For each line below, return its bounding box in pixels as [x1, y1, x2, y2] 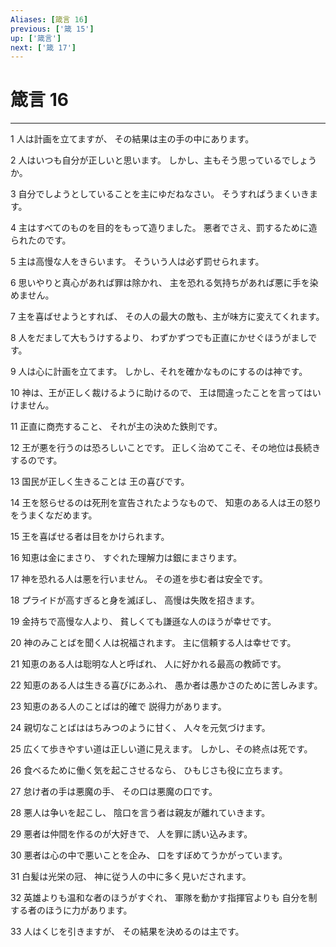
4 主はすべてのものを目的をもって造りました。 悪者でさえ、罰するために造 [10, 222, 318, 234]
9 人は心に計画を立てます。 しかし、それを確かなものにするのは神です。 [10, 366, 308, 378]
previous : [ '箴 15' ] [10, 24, 95, 34]
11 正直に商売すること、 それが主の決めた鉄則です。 [10, 421, 223, 433]
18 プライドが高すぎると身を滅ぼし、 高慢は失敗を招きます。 [10, 594, 260, 606]
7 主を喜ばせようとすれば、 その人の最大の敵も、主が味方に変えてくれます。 [10, 311, 325, 323]
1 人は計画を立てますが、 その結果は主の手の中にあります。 [10, 133, 255, 145]
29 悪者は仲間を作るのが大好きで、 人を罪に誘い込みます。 [10, 828, 253, 840]
